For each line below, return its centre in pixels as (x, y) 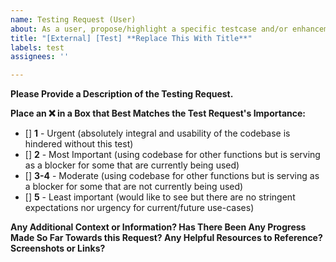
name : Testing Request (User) (73, 19)
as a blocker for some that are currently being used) (132, 165)
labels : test (37, 47)
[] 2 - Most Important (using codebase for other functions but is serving (172, 155)
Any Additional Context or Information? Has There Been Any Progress (158, 227)
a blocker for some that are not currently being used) (134, 187)
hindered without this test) (79, 144)
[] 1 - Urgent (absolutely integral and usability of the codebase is (157, 133)
